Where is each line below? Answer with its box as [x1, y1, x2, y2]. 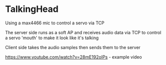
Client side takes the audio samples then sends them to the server [5, 44, 141, 50]
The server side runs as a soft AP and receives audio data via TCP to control [5, 29, 162, 35]
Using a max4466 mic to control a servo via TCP [5, 20, 104, 26]
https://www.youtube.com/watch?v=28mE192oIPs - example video [5, 54, 142, 60]
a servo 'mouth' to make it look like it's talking [5, 35, 99, 41]
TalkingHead [5, 3, 59, 15]
